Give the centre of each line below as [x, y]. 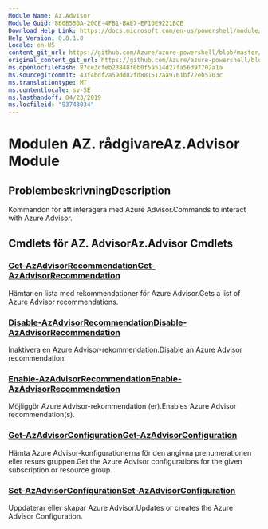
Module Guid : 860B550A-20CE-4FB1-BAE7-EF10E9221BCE [96, 23]
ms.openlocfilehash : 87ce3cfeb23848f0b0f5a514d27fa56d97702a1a [116, 68]
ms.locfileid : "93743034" [51, 105]
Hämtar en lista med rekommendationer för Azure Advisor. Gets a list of [124, 293]
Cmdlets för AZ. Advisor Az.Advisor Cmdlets [121, 243]
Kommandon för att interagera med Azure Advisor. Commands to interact [127, 210]
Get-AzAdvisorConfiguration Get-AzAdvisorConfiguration [123, 436]
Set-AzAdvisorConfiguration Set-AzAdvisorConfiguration [122, 490]
